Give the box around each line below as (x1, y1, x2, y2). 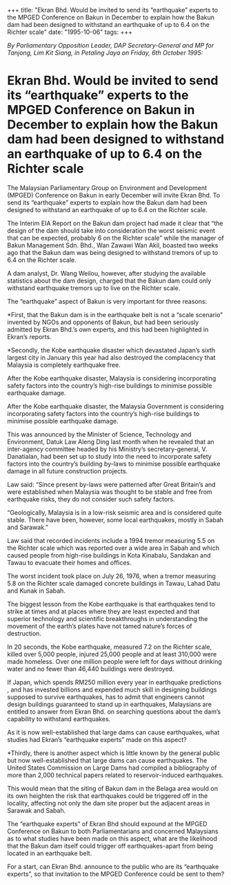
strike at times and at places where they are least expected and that (7, 607, 200, 616)
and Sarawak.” (7, 523, 49, 531)
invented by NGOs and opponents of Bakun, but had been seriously (7, 318, 199, 326)
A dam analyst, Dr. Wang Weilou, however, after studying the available (7, 269, 206, 277)
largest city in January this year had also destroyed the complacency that (7, 353, 216, 361)
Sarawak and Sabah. (7, 806, 66, 815)
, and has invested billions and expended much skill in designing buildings (7, 685, 217, 694)
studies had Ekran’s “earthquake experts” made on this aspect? (7, 735, 188, 743)
